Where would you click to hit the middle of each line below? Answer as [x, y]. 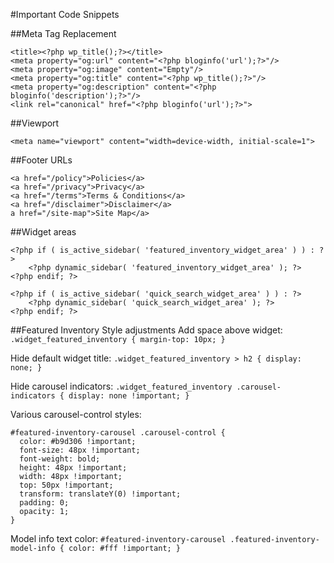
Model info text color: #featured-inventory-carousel [118, 538]
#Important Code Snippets [65, 14]
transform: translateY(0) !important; [100, 494]
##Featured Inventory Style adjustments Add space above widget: [146, 330]
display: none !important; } [129, 396]
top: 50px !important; [66, 485]
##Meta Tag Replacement [63, 33]
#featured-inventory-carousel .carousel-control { [118, 433]
